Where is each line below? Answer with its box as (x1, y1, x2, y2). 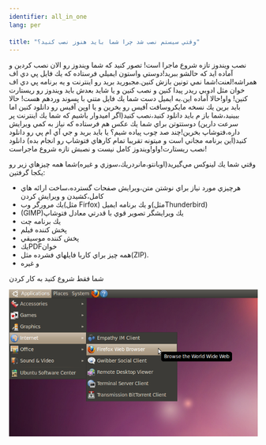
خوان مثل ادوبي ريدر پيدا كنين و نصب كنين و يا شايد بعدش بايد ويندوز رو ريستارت (9, 85, 245, 95)
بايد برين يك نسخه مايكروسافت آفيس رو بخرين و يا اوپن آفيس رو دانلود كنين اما (9, 103, 241, 112)
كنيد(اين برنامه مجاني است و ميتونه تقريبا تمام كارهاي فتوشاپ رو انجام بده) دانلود (9, 136, 247, 145)
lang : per (9, 21, 42, 29)
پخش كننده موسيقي (20, 234, 80, 243)
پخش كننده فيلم (20, 225, 68, 234)
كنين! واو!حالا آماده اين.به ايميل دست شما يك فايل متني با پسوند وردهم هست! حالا (9, 94, 248, 103)
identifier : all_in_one (9, 13, 88, 21)
